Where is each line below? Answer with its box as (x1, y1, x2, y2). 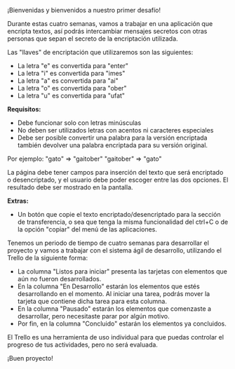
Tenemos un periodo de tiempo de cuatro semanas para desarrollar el (7, 239, 209, 247)
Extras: (7, 196, 29, 205)
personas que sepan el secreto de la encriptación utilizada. (7, 34, 178, 43)
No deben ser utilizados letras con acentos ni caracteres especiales (17, 126, 214, 134)
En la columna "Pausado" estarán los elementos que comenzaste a (17, 304, 212, 313)
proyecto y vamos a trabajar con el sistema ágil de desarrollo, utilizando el (7, 246, 222, 255)
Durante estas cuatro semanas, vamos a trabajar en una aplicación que (7, 20, 213, 27)
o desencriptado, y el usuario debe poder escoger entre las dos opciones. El (7, 175, 229, 184)
